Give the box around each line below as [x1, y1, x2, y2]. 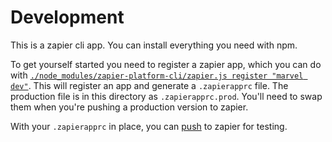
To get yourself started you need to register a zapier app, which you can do [10, 58, 322, 70]
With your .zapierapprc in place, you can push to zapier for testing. [10, 120, 288, 132]
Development [10, 6, 125, 29]
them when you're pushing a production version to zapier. [10, 101, 249, 113]
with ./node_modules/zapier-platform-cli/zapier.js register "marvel [10, 69, 304, 81]
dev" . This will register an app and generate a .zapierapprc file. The [10, 79, 289, 91]
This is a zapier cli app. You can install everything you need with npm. [10, 39, 298, 51]
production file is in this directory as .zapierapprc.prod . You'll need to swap [10, 90, 323, 102]
